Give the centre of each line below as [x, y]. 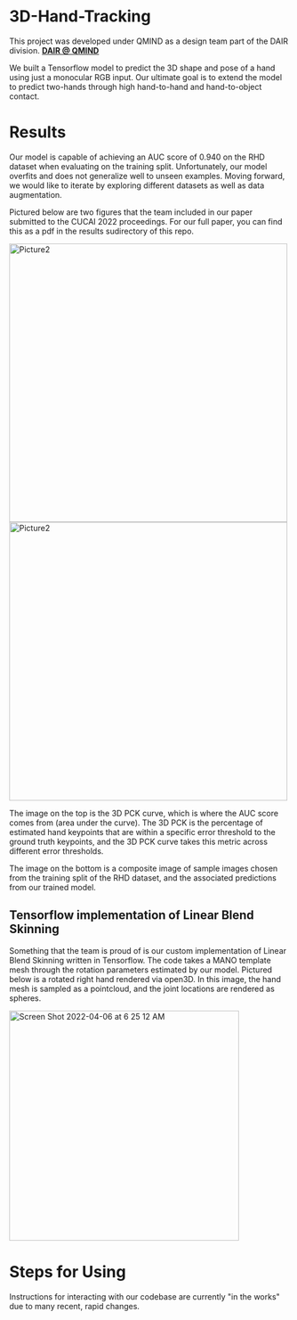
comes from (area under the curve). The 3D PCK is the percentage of [136, 823]
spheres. [25, 998]
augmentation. [36, 194]
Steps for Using [68, 1271]
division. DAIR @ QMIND [54, 50]
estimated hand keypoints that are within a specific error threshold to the [142, 832]
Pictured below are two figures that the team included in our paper [131, 212]
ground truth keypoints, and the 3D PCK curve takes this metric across [139, 841]
